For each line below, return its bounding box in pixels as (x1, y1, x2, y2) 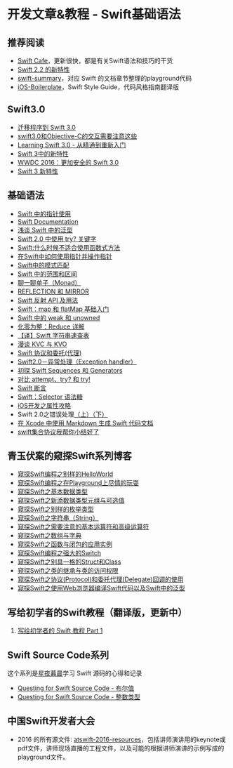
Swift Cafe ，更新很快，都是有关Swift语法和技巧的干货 (17, 57, 173, 65)
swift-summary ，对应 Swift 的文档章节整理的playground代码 (17, 74, 192, 82)
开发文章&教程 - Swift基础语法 (7, 6, 181, 22)
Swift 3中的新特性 (17, 149, 69, 158)
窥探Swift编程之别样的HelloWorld (17, 470, 114, 478)
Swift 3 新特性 (17, 166, 58, 176)
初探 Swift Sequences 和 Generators (17, 366, 123, 374)
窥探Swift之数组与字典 (17, 531, 82, 540)
